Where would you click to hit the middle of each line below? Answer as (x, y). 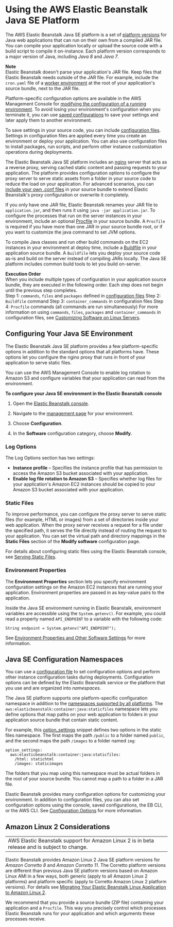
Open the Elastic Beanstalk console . (51, 403)
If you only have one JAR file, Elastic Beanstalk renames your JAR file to (82, 205)
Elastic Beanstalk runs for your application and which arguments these (80, 914)
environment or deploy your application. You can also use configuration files (86, 141)
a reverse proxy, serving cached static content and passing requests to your (86, 167)
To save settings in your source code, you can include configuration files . (83, 130)
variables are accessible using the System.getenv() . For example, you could (85, 613)
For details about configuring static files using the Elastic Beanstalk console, (86, 551)
